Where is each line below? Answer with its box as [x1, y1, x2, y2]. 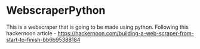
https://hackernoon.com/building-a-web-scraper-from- [57, 29, 194, 36]
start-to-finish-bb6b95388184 [6, 36, 81, 43]
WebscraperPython [6, 4, 106, 17]
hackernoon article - [6, 29, 57, 36]
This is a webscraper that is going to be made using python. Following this [6, 23, 189, 30]
